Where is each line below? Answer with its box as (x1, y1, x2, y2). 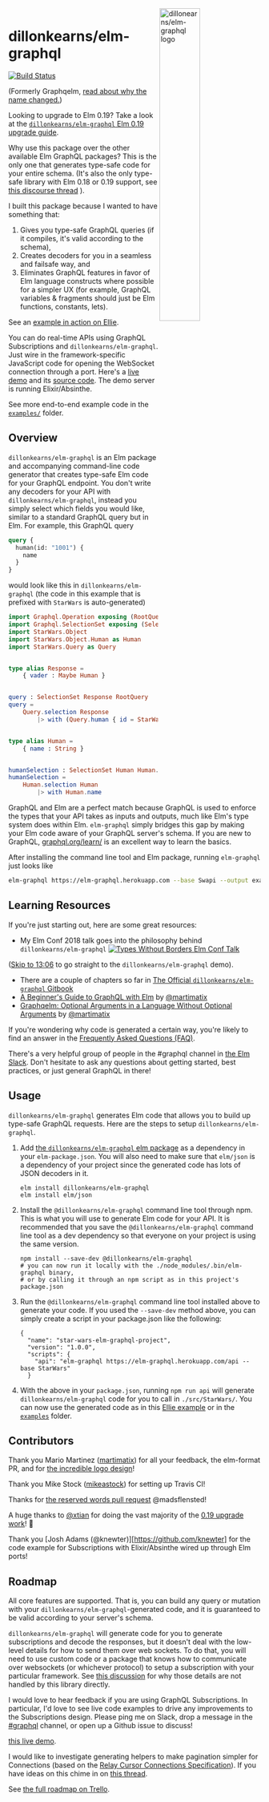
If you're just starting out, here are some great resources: (8, 919, 198, 929)
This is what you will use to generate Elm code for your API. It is (19, 1214, 231, 1223)
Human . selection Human (22, 781, 98, 789)
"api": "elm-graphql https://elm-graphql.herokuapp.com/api (34, 1357, 239, 1365)
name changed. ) (8, 95, 62, 104)
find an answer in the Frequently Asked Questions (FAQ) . (8, 1033, 195, 1043)
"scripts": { (27, 1350, 71, 1358)
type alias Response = (8, 665, 84, 673)
